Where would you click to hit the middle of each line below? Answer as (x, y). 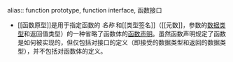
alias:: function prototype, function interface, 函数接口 (85, 10)
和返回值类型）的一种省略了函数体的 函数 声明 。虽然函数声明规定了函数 (125, 34)
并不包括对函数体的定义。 (70, 51)
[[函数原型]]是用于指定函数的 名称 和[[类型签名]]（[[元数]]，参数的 (112, 25)
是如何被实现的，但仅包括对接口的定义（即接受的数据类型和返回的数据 (119, 42)
